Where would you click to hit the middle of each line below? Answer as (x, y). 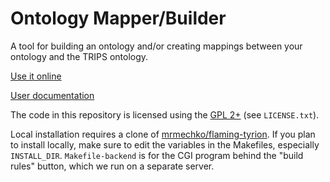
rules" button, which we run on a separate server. (112, 166)
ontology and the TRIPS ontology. (79, 56)
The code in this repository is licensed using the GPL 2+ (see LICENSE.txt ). (165, 114)
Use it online (36, 76)
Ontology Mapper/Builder (118, 18)
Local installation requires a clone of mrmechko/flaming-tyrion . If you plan (163, 134)
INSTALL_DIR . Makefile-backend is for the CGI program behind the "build (157, 155)
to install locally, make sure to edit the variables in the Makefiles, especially (165, 144)
